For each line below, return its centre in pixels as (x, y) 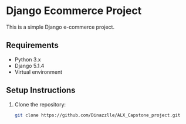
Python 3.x (28, 59)
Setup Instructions (41, 90)
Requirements (32, 45)
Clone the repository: (40, 104)
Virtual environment (38, 72)
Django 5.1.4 (29, 66)
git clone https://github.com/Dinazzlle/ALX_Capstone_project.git (97, 115)
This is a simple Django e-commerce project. (60, 27)
